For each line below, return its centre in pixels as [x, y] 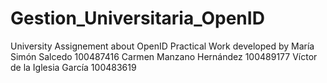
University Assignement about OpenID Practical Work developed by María [162, 46]
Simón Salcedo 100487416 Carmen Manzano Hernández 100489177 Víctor [164, 56]
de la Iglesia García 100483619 [73, 67]
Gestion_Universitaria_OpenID [137, 18]
